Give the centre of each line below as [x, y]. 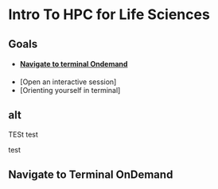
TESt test [23, 134]
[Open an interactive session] [68, 82]
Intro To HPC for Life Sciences [109, 15]
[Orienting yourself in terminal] [70, 90]
